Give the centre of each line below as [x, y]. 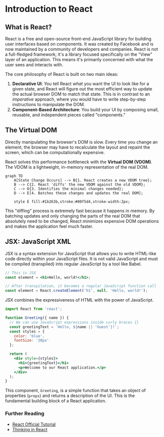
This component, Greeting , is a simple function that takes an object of [75, 391]
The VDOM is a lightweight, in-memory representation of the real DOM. [77, 167]
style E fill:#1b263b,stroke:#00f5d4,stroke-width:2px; [72, 201]
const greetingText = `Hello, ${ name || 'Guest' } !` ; [64, 327]
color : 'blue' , [29, 336]
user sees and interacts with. [34, 65]
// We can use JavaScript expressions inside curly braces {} [74, 322]
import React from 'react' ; [34, 309]
